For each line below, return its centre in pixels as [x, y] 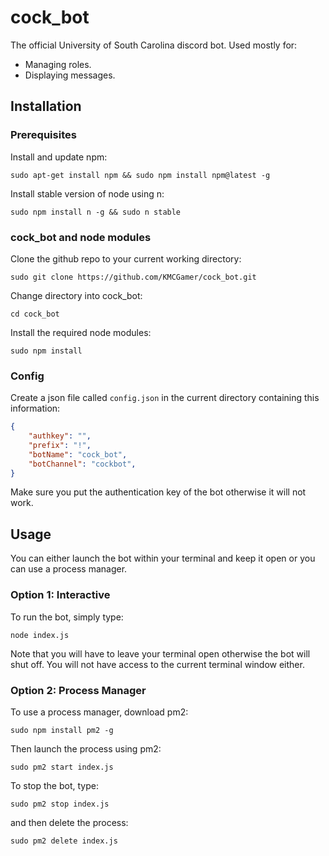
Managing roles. [58, 64]
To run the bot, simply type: [67, 617]
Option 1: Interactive [60, 595]
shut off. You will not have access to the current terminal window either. [157, 664]
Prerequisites [43, 135]
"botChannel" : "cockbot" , [82, 464]
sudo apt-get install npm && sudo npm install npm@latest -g [140, 175]
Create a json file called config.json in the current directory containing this [165, 398]
